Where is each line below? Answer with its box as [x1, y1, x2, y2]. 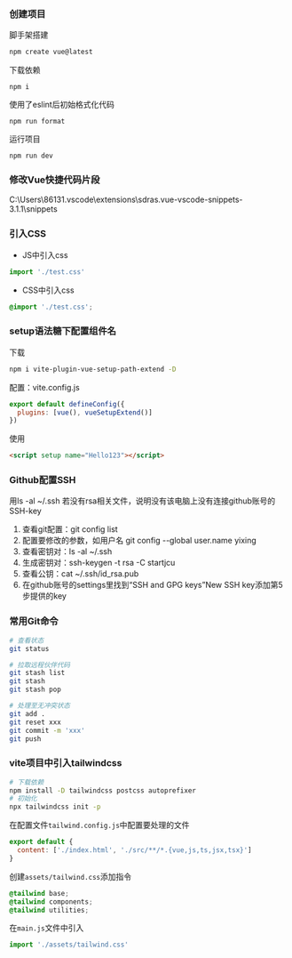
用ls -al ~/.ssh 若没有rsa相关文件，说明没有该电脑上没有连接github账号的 [9, 495, 276, 506]
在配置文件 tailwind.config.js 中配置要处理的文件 [9, 820, 190, 831]
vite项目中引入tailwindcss [9, 757, 122, 769]
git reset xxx [9, 718, 62, 727]
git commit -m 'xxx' [9, 726, 86, 735]
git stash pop [9, 685, 62, 695]
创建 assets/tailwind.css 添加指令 [9, 871, 132, 882]
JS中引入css [21, 249, 68, 260]
